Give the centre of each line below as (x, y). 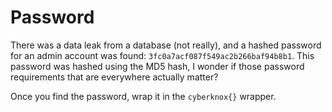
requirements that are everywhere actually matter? (114, 77)
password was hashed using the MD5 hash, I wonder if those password (157, 66)
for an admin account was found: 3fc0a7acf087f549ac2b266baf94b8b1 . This (162, 55)
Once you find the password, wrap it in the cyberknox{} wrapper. (143, 96)
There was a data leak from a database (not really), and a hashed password (166, 45)
